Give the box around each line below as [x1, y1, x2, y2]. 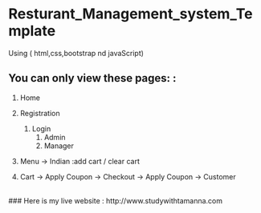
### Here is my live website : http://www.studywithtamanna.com [8, 195, 223, 205]
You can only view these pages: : [8, 71, 177, 85]
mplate [8, 22, 56, 40]
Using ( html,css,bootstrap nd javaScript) [8, 48, 145, 58]
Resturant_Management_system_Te [8, 5, 253, 23]
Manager [43, 141, 75, 151]
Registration [19, 108, 60, 118]
